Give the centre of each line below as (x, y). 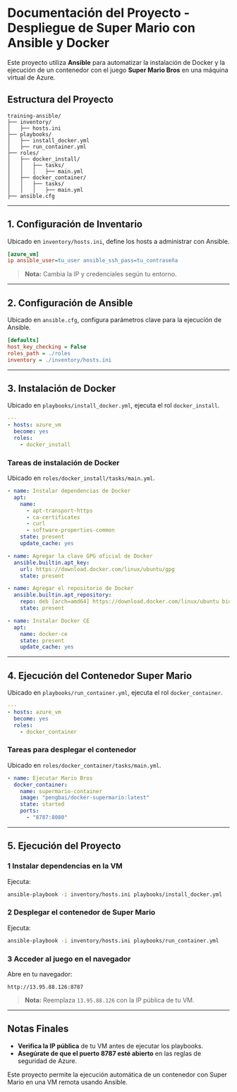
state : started (42, 804)
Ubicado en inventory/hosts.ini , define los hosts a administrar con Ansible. (119, 241)
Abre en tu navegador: (40, 974)
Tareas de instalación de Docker (63, 462)
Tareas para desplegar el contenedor (72, 750)
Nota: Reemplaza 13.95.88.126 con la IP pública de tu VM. (109, 1000)
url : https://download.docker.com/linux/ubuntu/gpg (97, 569)
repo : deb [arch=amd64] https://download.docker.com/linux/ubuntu (120, 602)
